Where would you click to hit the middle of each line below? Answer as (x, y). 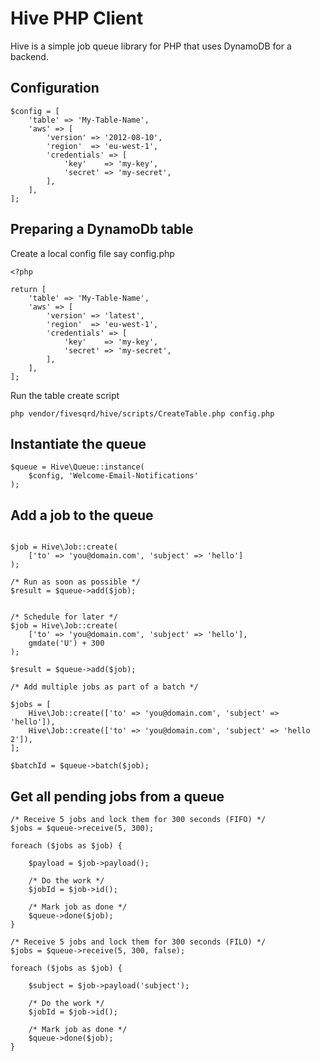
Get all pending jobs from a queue (117, 796)
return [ (28, 289)
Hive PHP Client (77, 18)
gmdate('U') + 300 (66, 643)
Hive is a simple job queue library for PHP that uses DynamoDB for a (151, 46)
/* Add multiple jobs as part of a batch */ (104, 687)
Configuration (55, 88)
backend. (29, 56)
